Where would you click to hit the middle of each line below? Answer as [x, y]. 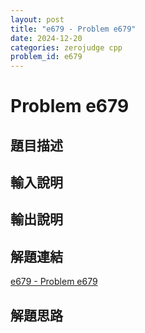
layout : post [37, 19]
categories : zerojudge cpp [66, 47]
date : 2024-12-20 [46, 38]
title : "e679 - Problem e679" [73, 29]
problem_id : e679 [46, 57]
